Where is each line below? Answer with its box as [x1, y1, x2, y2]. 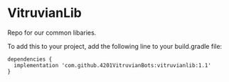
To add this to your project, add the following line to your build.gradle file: [7, 42, 223, 50]
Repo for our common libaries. [7, 28, 97, 37]
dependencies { [7, 55, 53, 63]
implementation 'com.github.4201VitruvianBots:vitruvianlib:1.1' [14, 61, 212, 69]
